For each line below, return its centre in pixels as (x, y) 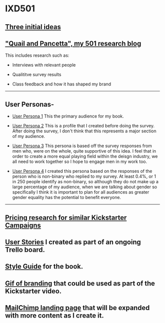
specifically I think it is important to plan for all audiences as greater (81, 192)
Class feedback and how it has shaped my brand (62, 84)
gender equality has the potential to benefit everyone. (67, 198)
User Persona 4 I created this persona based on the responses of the (82, 171)
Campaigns (23, 225)
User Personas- (30, 104)
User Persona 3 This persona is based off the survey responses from (82, 146)
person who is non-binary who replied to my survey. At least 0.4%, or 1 (84, 176)
